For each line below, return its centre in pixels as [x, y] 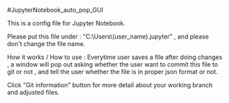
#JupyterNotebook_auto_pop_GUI [55, 10]
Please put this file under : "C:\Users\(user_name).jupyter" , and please [108, 36]
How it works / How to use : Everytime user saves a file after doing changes [115, 57]
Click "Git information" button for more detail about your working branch [110, 85]
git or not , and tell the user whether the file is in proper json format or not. [113, 72]
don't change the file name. [46, 44]
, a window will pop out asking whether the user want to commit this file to [113, 64]
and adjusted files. [33, 92]
